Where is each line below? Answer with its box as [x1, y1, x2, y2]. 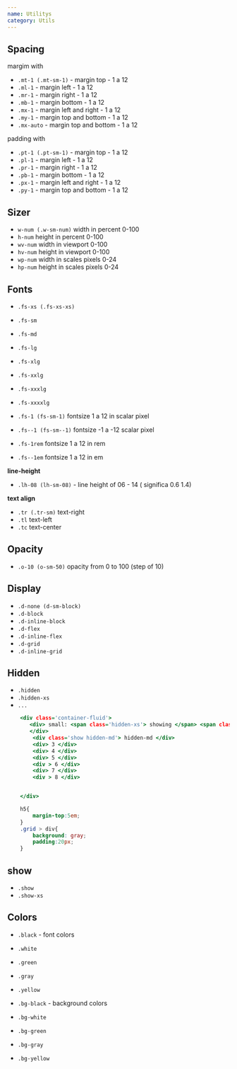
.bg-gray [17, 1041, 44, 1048]
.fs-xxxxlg [17, 399, 50, 406]
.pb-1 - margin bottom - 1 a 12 [17, 171, 104, 179]
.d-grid [17, 640, 40, 648]
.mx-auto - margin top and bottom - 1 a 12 [17, 121, 138, 130]
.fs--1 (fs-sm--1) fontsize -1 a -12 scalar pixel [17, 425, 154, 434]
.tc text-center [17, 522, 62, 531]
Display [7, 583, 42, 595]
